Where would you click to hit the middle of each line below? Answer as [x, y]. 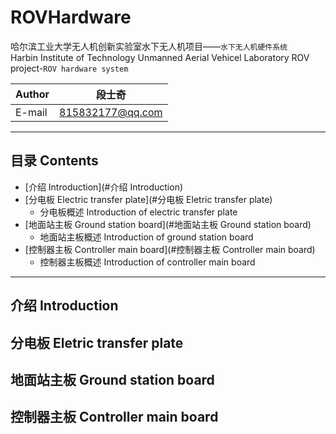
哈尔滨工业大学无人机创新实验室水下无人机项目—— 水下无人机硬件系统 [149, 46]
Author [32, 94]
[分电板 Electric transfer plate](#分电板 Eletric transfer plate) [148, 199]
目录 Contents [54, 161]
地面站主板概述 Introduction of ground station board [146, 237]
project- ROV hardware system [69, 68]
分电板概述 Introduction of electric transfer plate [138, 212]
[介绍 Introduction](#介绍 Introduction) [104, 187]
